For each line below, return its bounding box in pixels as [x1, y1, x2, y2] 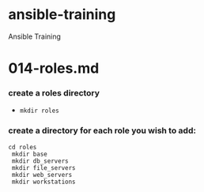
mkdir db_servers [11, 156, 69, 165]
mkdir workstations [11, 178, 77, 186]
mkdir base [11, 150, 47, 158]
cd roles [8, 143, 37, 151]
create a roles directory [8, 88, 100, 99]
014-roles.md [8, 59, 100, 77]
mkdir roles [19, 107, 59, 115]
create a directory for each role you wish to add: [8, 125, 196, 136]
